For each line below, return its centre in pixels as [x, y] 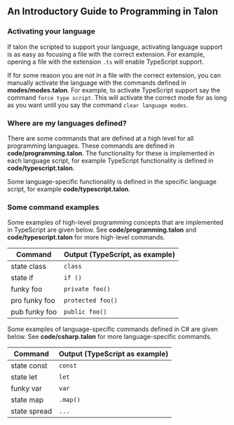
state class [29, 267]
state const [29, 365]
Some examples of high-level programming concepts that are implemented [116, 223]
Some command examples [53, 207]
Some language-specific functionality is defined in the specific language [112, 181]
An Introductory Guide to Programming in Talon [113, 12]
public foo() [85, 312]
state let [24, 377]
